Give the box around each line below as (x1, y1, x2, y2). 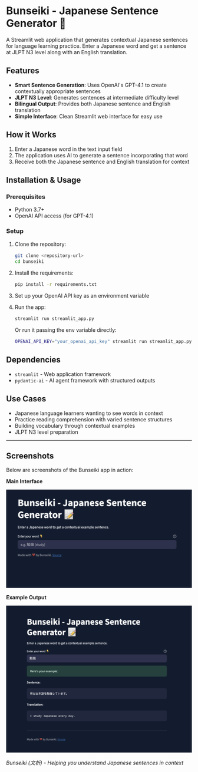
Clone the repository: (14, 240, 67, 248)
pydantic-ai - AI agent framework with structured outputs (14, 377, 156, 384)
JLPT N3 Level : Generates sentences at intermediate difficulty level (14, 94, 179, 101)
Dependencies (6, 355, 61, 365)
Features (6, 66, 39, 76)
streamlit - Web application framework (14, 370, 111, 378)
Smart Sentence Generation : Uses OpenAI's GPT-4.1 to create (14, 81, 167, 88)
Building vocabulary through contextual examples (14, 422, 136, 429)
